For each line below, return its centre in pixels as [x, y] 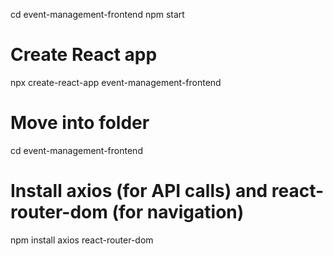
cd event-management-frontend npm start [97, 14]
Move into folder [80, 123]
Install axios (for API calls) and [139, 191]
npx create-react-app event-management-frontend [116, 82]
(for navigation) [178, 212]
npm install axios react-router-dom [82, 240]
